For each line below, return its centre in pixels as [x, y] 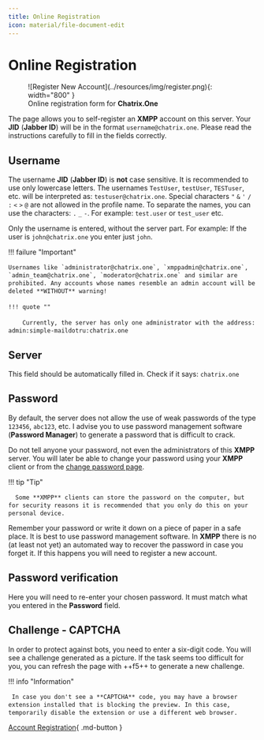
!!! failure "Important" [42, 252]
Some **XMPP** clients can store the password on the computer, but [130, 498]
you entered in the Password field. [64, 605]
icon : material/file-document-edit [67, 25]
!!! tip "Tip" [26, 482]
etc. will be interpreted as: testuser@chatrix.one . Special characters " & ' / [130, 197]
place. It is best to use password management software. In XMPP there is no [132, 536]
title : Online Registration [54, 17]
